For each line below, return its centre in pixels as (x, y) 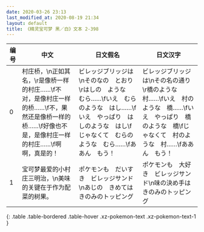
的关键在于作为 (43, 188)
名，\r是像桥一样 (46, 81)
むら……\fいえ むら (107, 99)
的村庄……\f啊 (42, 145)
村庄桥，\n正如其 (46, 72)
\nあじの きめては (106, 188)
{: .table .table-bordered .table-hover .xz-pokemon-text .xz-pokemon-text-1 (101, 217)
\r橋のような (160, 90)
